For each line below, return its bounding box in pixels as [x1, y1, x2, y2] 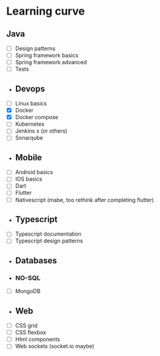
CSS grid [15, 322, 38, 329]
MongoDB [15, 288, 41, 295]
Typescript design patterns [15, 237, 83, 245]
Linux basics [15, 100, 47, 107]
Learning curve [6, 4, 85, 18]
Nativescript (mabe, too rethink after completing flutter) [15, 196, 154, 203]
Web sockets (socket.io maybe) [15, 343, 94, 350]
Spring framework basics [15, 52, 78, 59]
